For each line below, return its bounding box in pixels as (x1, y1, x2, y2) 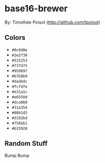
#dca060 (11, 99, 27, 105)
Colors (4, 33, 26, 42)
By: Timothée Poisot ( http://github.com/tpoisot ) (4, 19, 101, 25)
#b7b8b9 (11, 73, 27, 79)
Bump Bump (4, 152, 30, 158)
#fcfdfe (11, 84, 27, 89)
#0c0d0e (11, 47, 27, 52)
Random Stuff (4, 139, 48, 148)
